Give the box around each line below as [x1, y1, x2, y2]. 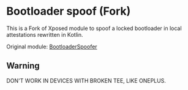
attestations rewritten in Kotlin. [6, 31, 84, 38]
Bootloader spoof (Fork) [6, 4, 131, 18]
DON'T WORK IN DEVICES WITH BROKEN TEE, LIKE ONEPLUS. [6, 77, 167, 84]
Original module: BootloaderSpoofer [6, 43, 97, 50]
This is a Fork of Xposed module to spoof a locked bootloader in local [6, 24, 182, 32]
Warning [6, 61, 40, 71]
